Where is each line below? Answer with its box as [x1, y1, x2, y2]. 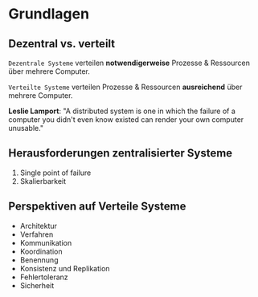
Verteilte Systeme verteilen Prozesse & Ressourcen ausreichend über [8, 82, 243, 92]
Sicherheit [19, 280, 55, 290]
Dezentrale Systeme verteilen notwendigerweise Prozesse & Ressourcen [8, 58, 251, 67]
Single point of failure [19, 168, 92, 177]
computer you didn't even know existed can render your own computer [8, 115, 244, 124]
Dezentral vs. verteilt [8, 37, 116, 51]
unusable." [8, 124, 44, 132]
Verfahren [19, 230, 54, 239]
